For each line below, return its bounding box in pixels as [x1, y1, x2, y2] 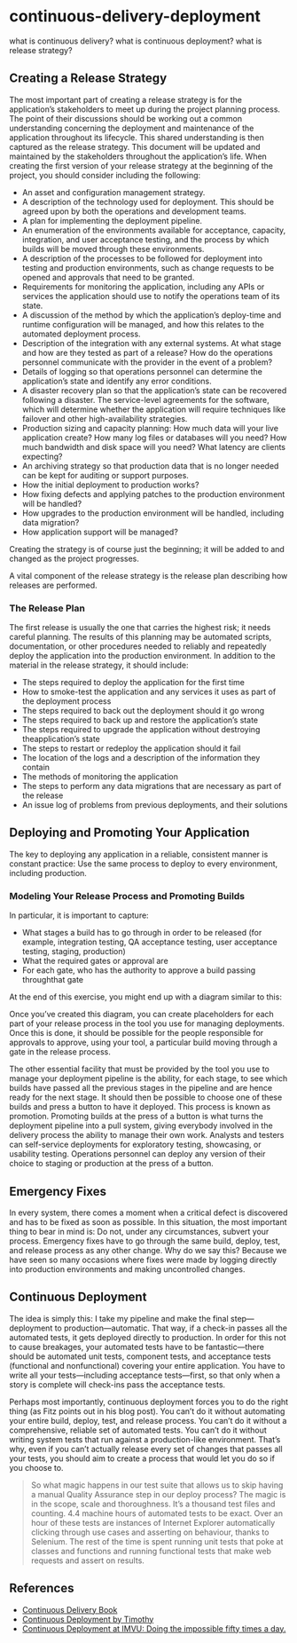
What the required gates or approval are [21, 956, 168, 967]
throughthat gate [21, 975, 84, 985]
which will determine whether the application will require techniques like [21, 404, 286, 415]
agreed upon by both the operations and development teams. [21, 206, 246, 217]
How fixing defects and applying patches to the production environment [21, 488, 285, 499]
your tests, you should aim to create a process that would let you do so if [9, 1453, 275, 1464]
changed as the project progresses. [9, 553, 140, 564]
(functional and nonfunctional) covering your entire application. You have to [9, 1360, 285, 1370]
